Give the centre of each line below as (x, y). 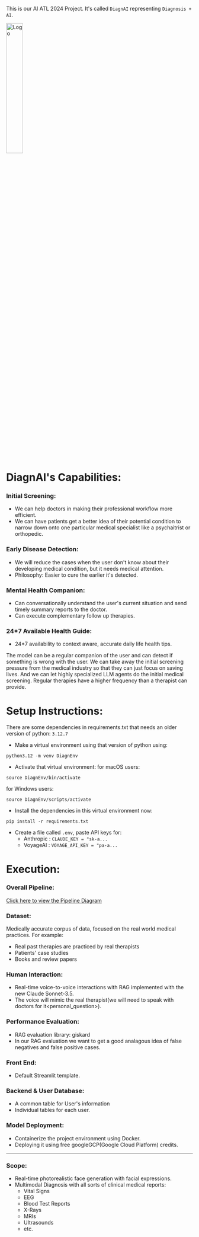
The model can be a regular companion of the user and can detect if (89, 656)
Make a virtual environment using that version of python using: (91, 745)
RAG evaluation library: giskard (52, 1034)
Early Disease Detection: (42, 549)
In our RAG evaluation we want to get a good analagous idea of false (98, 1041)
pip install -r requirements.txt (47, 822)
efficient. (25, 515)
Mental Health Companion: (46, 590)
